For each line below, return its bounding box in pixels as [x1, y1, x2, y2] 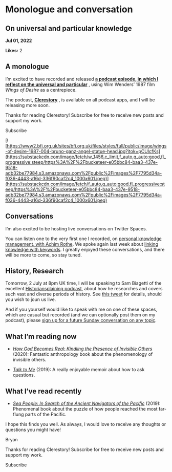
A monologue [5, 62, 50, 71]
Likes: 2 [5, 48, 23, 53]
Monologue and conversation [5, 4, 133, 15]
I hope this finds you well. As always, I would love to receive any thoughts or [5, 421, 166, 427]
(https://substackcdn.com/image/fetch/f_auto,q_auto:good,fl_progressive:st [5, 181, 165, 187]
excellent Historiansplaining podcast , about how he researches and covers [5, 286, 163, 292]
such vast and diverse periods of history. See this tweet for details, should [5, 291, 162, 297]
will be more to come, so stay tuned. [5, 252, 82, 258]
